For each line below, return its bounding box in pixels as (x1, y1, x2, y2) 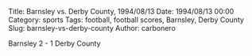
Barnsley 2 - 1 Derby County (8, 39, 101, 48)
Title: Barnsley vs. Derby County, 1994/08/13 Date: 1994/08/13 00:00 (8, 7, 235, 16)
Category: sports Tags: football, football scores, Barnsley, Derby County (8, 15, 245, 24)
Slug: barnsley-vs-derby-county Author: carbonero (8, 24, 176, 32)
